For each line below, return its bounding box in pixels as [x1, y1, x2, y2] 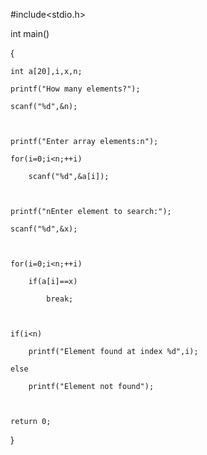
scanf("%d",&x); [10, 224, 78, 234]
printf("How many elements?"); [10, 84, 141, 94]
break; [46, 294, 74, 304]
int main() [10, 28, 50, 39]
